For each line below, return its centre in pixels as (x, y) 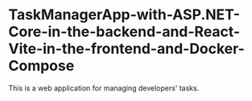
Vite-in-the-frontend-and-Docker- (127, 49)
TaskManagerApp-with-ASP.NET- (124, 15)
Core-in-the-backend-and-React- (124, 32)
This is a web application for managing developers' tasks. (104, 88)
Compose (41, 66)
